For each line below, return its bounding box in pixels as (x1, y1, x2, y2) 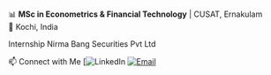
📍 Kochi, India (8, 22, 58, 32)
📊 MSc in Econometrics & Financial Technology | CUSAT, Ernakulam (8, 9, 263, 19)
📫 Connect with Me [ (8, 56, 87, 66)
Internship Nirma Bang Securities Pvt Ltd (8, 39, 156, 49)
